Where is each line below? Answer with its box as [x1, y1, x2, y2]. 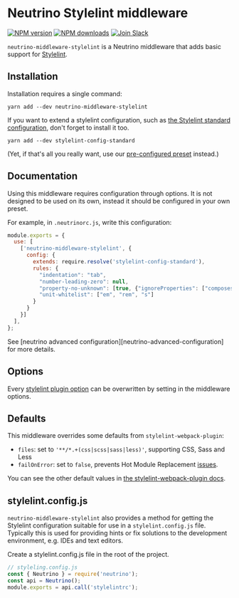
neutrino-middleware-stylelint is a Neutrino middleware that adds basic [7, 42, 222, 51]
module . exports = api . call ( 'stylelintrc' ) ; [7, 584, 139, 591]
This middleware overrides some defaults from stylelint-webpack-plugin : [7, 431, 224, 440]
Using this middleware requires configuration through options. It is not [7, 189, 213, 197]
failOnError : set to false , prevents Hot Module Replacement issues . [17, 461, 218, 469]
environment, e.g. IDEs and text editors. [7, 536, 123, 545]
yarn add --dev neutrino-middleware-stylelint [7, 103, 148, 110]
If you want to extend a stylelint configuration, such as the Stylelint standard [7, 115, 231, 124]
